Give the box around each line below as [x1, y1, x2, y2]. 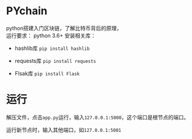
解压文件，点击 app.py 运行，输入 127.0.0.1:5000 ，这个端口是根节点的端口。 [6, 113, 190, 121]
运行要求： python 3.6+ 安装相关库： [6, 31, 96, 39]
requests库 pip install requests [14, 57, 97, 64]
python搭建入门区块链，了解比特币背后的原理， [6, 24, 122, 31]
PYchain [6, 4, 47, 18]
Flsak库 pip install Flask [14, 69, 80, 77]
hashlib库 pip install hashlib [14, 45, 90, 52]
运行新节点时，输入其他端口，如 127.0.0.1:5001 [6, 126, 121, 133]
